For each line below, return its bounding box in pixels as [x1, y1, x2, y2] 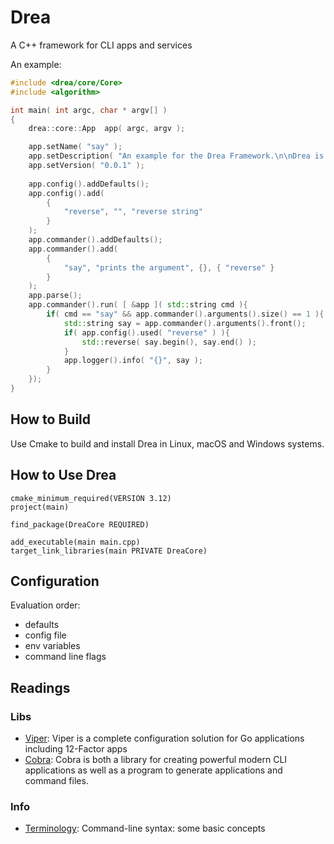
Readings [10, 679, 71, 696]
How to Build [10, 411, 92, 428]
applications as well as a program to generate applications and [24, 764, 283, 776]
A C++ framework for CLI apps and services [10, 39, 193, 51]
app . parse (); [28, 291, 83, 301]
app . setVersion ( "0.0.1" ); [28, 161, 145, 171]
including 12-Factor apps [24, 743, 128, 755]
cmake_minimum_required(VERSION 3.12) [10, 493, 172, 503]
